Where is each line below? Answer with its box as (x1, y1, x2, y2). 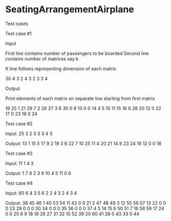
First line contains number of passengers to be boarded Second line (5, 50, 149, 56)
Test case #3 (5, 150, 33, 157)
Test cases (5, 20, 28, 27)
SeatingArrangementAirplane (5, 4, 134, 15)
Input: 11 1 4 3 (5, 160, 34, 166)
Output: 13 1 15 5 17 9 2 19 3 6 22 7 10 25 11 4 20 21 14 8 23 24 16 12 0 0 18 (5, 140, 162, 146)
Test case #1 (5, 30, 32, 36)
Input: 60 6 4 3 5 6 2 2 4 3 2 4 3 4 (5, 190, 77, 196)
